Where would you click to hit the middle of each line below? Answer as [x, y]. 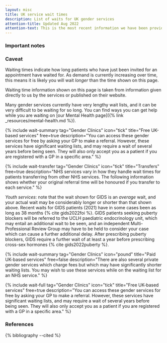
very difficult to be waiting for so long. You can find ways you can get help [81, 110]
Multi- [137, 224]
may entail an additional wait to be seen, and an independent [68, 224]
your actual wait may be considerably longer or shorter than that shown [78, 202]
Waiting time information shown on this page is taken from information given [83, 90]
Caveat [14, 59]
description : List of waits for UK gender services [60, 19]
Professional [18, 229]
